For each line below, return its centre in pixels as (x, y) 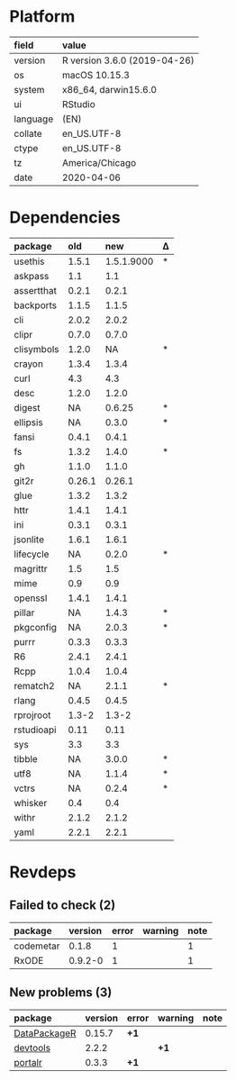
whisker (31, 803)
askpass (32, 276)
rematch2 (35, 685)
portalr (28, 1062)
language (34, 119)
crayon (28, 364)
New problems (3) (61, 993)
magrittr (31, 568)
